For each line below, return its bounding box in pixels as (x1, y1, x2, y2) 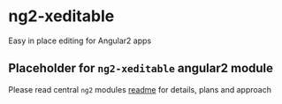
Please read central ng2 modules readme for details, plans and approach (8, 84, 271, 94)
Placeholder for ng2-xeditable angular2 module (8, 61, 274, 76)
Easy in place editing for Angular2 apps (8, 35, 152, 46)
